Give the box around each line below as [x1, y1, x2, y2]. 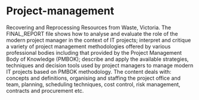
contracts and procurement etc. [6, 87, 85, 94]
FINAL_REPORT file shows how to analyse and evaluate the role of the [6, 30, 178, 37]
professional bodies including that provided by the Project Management [6, 49, 182, 56]
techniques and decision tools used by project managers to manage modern [6, 61, 194, 69]
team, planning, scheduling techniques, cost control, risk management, [6, 80, 181, 87]
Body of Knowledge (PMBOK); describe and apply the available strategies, [6, 55, 189, 62]
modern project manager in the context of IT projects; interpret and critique [6, 36, 191, 43]
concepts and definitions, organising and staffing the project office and [6, 74, 181, 82]
